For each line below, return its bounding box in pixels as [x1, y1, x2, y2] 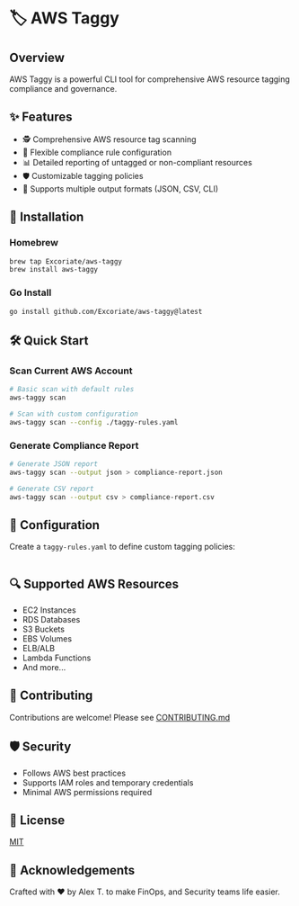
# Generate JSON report [9, 459, 99, 469]
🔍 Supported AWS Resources [9, 576, 180, 591]
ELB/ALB [22, 643, 56, 654]
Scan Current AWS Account [9, 364, 133, 377]
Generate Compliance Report [9, 439, 139, 452]
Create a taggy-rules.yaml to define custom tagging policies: [9, 542, 236, 552]
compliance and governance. [9, 84, 118, 94]
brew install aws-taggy [9, 265, 99, 274]
